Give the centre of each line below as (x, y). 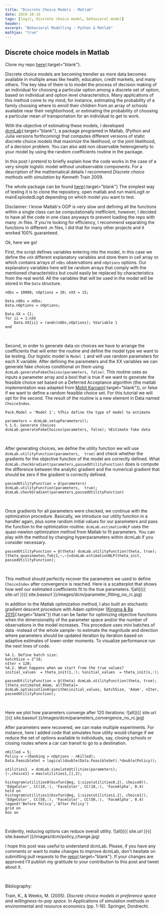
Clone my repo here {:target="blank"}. (43, 64)
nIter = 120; (18, 663)
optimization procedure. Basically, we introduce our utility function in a (77, 516)
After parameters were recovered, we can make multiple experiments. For (80, 727)
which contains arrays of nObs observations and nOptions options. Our (76, 262)
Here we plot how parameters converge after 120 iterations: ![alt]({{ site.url (81, 712)
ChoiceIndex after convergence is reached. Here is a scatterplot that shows (81, 584)
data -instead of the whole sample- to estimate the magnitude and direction (82, 630)
